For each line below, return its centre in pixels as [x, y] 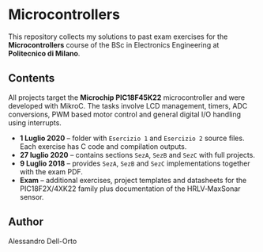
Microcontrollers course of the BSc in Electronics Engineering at [114, 44]
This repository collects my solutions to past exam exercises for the [118, 36]
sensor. [32, 197]
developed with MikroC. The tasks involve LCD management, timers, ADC [128, 105]
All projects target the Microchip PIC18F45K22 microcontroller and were [127, 97]
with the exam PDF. [51, 171]
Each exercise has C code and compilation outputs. [103, 146]
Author [26, 222]
